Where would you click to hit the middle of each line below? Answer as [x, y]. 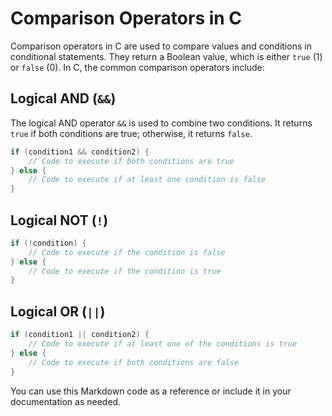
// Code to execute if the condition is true [125, 271]
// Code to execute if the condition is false [127, 252]
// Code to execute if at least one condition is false [147, 180]
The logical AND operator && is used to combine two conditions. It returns [161, 123]
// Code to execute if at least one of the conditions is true [163, 344]
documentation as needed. [66, 401]
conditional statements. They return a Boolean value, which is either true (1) [166, 56]
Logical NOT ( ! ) [59, 220]
